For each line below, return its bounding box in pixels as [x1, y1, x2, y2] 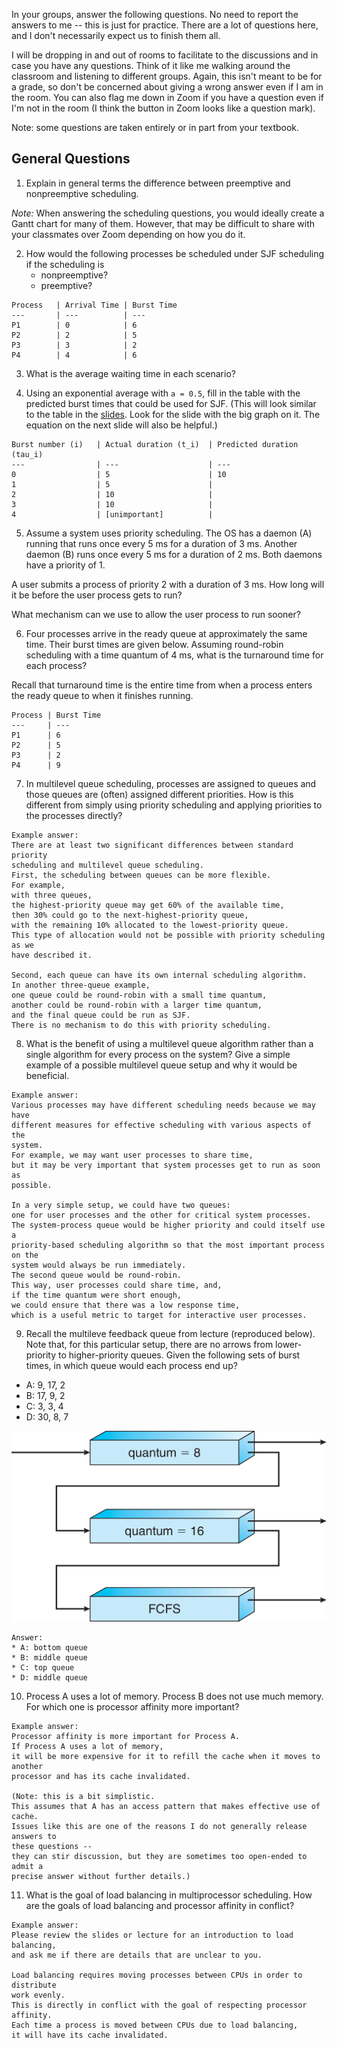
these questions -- [11, 1842, 93, 1852]
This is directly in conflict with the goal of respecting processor [11, 2000, 308, 2011]
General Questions [11, 150, 131, 168]
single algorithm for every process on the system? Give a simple [25, 1048, 291, 1060]
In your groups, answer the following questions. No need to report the [11, 9, 299, 20]
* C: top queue [11, 1663, 75, 1673]
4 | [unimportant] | [11, 509, 214, 519]
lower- [275, 1338, 303, 1350]
